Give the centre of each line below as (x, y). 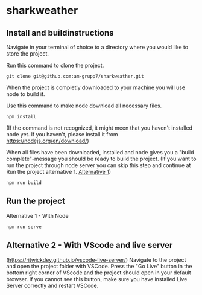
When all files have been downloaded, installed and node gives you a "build (100, 152)
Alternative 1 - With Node (37, 215)
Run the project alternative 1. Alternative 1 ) (59, 172)
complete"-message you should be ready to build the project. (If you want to (101, 159)
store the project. (28, 54)
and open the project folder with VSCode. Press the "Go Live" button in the (99, 266)
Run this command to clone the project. (55, 65)
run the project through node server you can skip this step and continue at (99, 165)
